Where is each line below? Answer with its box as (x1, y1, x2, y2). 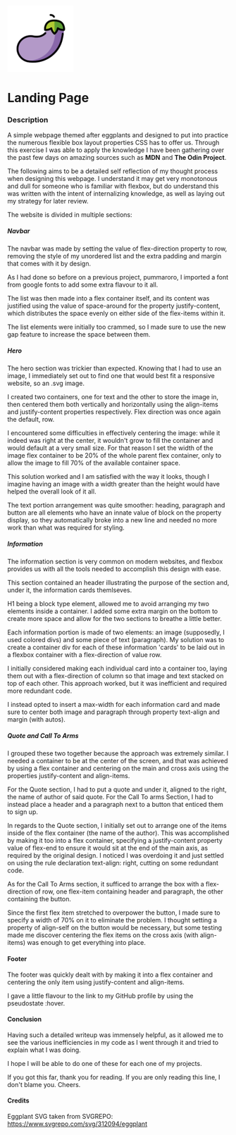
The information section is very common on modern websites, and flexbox (7, 558, 223, 566)
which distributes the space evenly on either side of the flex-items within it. (7, 309, 225, 318)
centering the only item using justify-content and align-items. (7, 977, 185, 986)
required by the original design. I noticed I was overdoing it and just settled (7, 851, 224, 860)
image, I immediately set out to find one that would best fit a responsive (7, 372, 215, 380)
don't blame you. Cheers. (7, 1080, 81, 1089)
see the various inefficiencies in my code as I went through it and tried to (7, 1038, 219, 1046)
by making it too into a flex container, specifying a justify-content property (7, 836, 223, 845)
